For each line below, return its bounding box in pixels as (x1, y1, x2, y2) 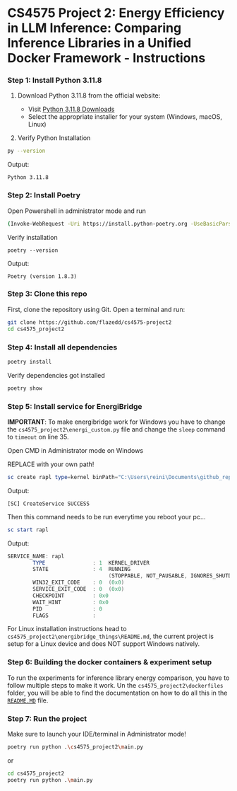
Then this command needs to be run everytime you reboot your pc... (7, 512, 206, 521)
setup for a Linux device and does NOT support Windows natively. (7, 640, 200, 648)
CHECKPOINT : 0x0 (32, 592, 109, 599)
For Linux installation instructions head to (7, 625, 127, 633)
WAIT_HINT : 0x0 (32, 599, 109, 606)
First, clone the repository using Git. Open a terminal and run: (7, 305, 186, 313)
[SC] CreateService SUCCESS (7, 500, 90, 507)
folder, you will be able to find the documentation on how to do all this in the (7, 688, 228, 697)
